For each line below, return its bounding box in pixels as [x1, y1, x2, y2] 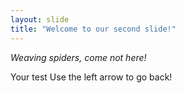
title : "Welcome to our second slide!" [10, 24, 177, 34]
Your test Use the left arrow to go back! [10, 71, 173, 83]
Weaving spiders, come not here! [10, 51, 147, 63]
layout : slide [10, 14, 70, 25]
